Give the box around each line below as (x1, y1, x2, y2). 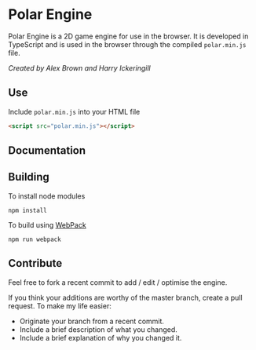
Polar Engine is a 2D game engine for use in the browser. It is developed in (8, 31, 249, 41)
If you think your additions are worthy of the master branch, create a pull (8, 293, 243, 302)
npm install (8, 206, 47, 214)
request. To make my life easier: (8, 301, 112, 311)
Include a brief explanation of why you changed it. (19, 333, 182, 342)
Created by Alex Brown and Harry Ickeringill (8, 63, 151, 72)
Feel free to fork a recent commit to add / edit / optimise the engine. (8, 277, 228, 287)
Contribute (8, 257, 63, 270)
